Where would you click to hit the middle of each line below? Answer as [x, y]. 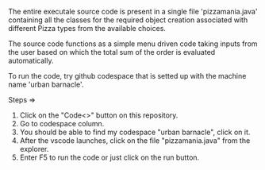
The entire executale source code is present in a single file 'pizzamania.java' [133, 12]
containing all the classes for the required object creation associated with [128, 20]
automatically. [31, 60]
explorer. [34, 149]
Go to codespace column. [62, 124]
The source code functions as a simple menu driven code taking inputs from [133, 44]
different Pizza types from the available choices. [87, 28]
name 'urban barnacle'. [46, 84]
